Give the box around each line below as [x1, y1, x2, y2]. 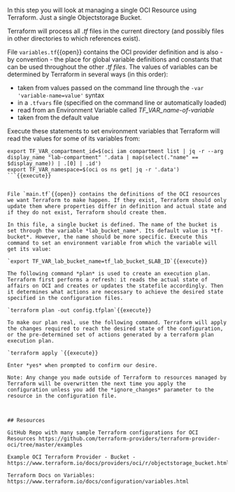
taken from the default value [17, 113, 99, 122]
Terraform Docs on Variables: [7, 472, 96, 479]
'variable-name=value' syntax [17, 91, 105, 99]
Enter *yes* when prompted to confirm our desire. [7, 362, 158, 369]
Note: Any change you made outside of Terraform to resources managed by [7, 374, 227, 381]
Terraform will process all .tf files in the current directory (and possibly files [7, 27, 225, 35]
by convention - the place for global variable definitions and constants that [7, 55, 222, 64]
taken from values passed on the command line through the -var [17, 84, 204, 92]
